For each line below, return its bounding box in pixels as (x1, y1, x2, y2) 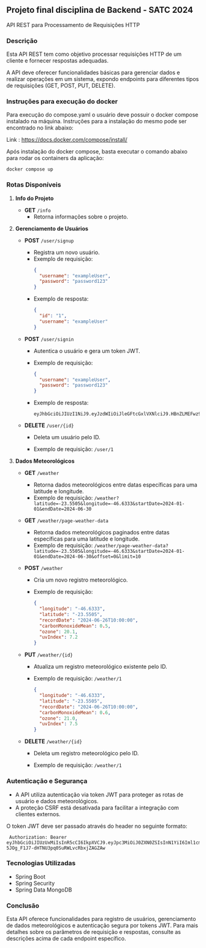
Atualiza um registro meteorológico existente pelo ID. (33, 663, 167, 671)
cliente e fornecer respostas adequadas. (6, 57, 109, 64)
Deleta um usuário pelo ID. (33, 434, 101, 441)
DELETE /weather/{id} (24, 738, 83, 745)
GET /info (24, 206, 51, 214)
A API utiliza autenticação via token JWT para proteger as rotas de (15, 791, 184, 798)
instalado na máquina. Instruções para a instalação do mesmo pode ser (6, 118, 187, 125)
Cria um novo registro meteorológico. (33, 576, 128, 584)
